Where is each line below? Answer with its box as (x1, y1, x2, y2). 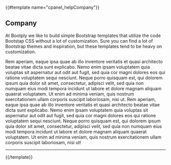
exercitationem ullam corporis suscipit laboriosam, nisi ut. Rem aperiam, (5, 96, 156, 102)
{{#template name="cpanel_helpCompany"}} (5, 5, 100, 10)
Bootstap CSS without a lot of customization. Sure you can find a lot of (5, 38, 153, 44)
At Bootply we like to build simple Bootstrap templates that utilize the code (5, 32, 161, 39)
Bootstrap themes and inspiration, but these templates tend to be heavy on (5, 43, 162, 49)
